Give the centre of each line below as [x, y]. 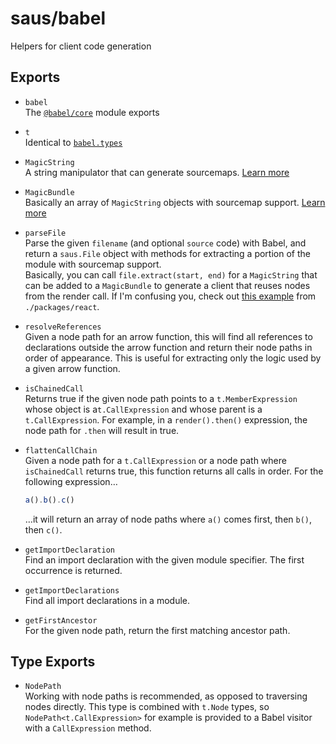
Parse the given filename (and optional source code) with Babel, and [165, 243]
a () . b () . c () [49, 500]
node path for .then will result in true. [102, 430]
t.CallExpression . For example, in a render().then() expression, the [166, 419]
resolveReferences [63, 327]
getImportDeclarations [72, 590]
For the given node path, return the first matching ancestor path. [157, 630]
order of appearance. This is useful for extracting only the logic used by [173, 358]
